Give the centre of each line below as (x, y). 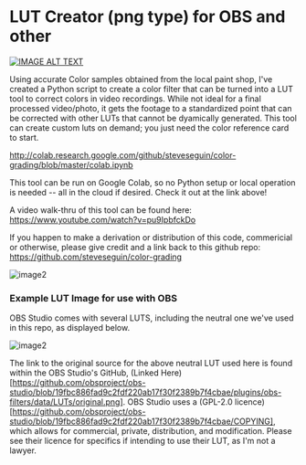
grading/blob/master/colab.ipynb (72, 164)
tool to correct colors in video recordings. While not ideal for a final (136, 99)
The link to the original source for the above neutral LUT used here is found (151, 364)
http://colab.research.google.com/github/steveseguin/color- (123, 155)
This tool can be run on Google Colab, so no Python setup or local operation (153, 182)
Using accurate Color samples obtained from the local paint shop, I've (141, 79)
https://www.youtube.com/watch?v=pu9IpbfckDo (103, 219)
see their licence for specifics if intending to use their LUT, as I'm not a (142, 441)
